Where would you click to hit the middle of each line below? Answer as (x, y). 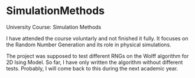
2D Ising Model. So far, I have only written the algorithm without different (95, 62)
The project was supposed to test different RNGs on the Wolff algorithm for (97, 56)
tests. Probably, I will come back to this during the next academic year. (92, 68)
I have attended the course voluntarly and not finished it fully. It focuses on (97, 38)
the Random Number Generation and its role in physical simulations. (89, 45)
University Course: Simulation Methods (54, 27)
